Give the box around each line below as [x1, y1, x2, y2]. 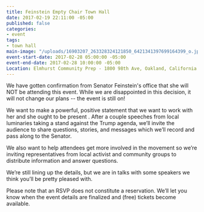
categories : [6, 26, 36, 32]
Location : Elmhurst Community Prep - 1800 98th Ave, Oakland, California [6, 65, 197, 72]
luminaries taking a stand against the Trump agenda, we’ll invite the [6, 120, 175, 127]
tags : [6, 37, 20, 43]
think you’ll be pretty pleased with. [6, 176, 93, 183]
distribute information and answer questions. [6, 157, 118, 165]
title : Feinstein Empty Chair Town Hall [6, 9, 110, 15]
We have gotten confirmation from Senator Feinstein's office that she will [6, 82, 189, 89]
